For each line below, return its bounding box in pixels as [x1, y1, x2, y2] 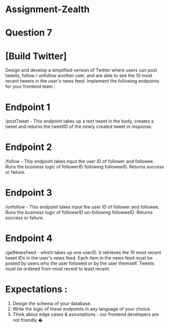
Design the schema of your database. [12, 300, 92, 307]
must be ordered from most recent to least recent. [5, 266, 110, 272]
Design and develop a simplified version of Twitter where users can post [5, 67, 157, 73]
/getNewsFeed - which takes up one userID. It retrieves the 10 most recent [5, 249, 161, 256]
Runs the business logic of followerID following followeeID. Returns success [5, 164, 164, 170]
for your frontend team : [5, 83, 55, 90]
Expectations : [5, 284, 68, 295]
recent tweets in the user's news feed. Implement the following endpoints [5, 78, 159, 84]
